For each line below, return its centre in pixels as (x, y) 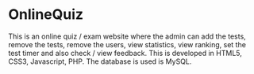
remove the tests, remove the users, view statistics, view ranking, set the (127, 44)
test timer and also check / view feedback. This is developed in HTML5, (125, 53)
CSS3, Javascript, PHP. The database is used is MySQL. (100, 61)
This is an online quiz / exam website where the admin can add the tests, (127, 36)
